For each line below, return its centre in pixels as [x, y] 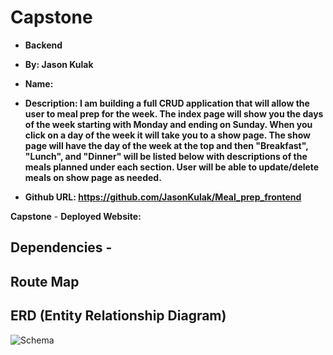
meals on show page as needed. [93, 177]
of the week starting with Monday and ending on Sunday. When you [168, 124]
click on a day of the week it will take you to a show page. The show [167, 135]
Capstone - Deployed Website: [76, 216]
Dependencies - [61, 247]
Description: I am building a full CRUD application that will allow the [167, 103]
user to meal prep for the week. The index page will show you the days [174, 113]
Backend [43, 45]
